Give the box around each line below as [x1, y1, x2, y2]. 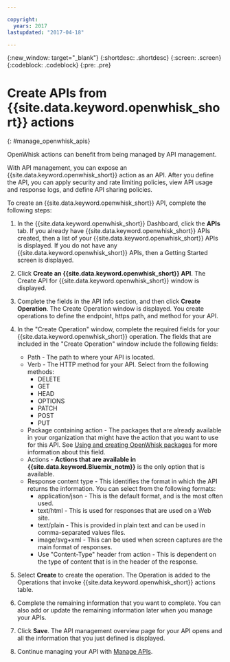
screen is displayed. [16, 256, 74, 265]
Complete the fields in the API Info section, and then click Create [16, 297, 201, 306]
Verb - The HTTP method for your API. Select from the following [27, 360, 209, 368]
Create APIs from [7, 85, 107, 100]
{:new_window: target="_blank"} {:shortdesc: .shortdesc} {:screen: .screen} [7, 54, 222, 62]
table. [16, 586, 34, 594]
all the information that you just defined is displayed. [16, 634, 165, 643]
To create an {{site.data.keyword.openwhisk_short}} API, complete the [7, 199, 207, 207]
